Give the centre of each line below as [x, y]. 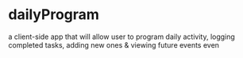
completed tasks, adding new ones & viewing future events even [114, 44]
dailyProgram [54, 15]
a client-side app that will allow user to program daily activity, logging [122, 37]
